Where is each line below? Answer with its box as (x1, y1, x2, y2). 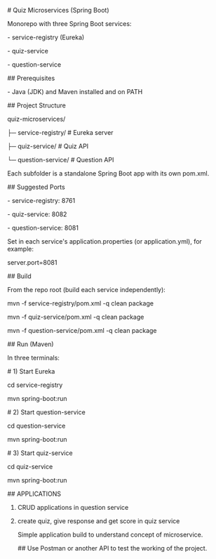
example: (7, 245, 34, 253)
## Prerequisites (7, 74, 55, 82)
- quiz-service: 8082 (7, 210, 67, 218)
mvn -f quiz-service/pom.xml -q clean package (7, 313, 144, 321)
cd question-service (7, 421, 66, 430)
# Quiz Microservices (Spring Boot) (7, 6, 109, 14)
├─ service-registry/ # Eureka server (7, 129, 114, 136)
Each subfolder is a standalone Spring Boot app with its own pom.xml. (7, 169, 210, 178)
